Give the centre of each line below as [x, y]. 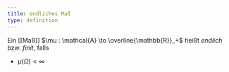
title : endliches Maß [39, 14]
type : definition [33, 20]
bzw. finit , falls [28, 48]
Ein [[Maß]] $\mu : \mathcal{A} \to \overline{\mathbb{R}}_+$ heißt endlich [115, 40]
